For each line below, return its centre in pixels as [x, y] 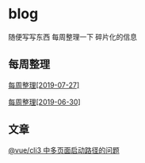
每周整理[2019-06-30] [44, 102]
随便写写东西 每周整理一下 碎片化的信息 [72, 37]
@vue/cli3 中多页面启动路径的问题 [64, 150]
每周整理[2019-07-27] [44, 85]
